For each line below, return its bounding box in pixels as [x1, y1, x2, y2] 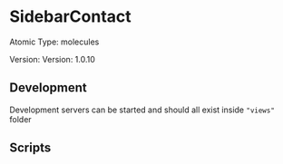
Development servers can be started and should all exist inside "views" [9, 104, 275, 115]
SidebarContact [9, 6, 132, 27]
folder [9, 113, 32, 124]
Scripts [9, 140, 52, 156]
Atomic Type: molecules [9, 36, 100, 47]
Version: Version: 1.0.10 [9, 53, 95, 64]
